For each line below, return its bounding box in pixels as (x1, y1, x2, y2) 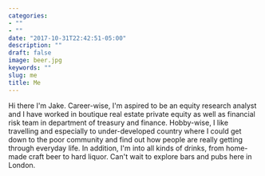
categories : (8, 11, 48, 20)
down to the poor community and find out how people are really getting (8, 134, 243, 144)
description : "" (8, 42, 62, 50)
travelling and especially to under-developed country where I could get (8, 126, 242, 136)
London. (8, 160, 36, 170)
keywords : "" (8, 64, 52, 72)
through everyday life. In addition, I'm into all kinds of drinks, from (8, 143, 225, 153)
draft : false (8, 49, 52, 57)
